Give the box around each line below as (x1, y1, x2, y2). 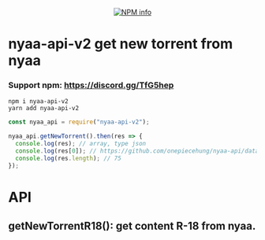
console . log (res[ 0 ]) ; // (15, 147, 97, 155)
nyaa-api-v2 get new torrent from (8, 35, 233, 53)
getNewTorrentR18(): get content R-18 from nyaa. (8, 220, 256, 233)
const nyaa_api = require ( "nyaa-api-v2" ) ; (8, 118, 150, 126)
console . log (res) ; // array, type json (15, 140, 147, 148)
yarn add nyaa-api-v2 (8, 105, 80, 113)
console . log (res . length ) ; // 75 (15, 154, 122, 162)
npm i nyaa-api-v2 (8, 98, 69, 105)
